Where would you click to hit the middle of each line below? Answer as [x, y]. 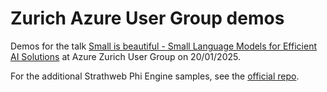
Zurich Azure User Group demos [147, 18]
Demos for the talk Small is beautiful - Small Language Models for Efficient [163, 46]
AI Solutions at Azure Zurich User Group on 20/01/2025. [125, 56]
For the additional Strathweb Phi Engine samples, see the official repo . [155, 76]
